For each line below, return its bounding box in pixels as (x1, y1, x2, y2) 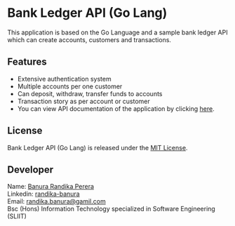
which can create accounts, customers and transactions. (7, 35, 172, 44)
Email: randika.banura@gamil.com (7, 197, 107, 206)
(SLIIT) (7, 212, 27, 220)
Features (7, 56, 47, 68)
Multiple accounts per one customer (17, 82, 123, 91)
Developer (7, 164, 54, 175)
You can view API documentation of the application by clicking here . (17, 104, 215, 113)
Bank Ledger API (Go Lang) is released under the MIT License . (7, 143, 188, 152)
